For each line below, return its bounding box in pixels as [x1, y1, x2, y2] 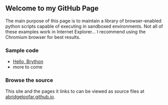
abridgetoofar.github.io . [5, 94, 55, 100]
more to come [12, 64, 43, 70]
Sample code [5, 47, 39, 54]
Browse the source [5, 77, 53, 84]
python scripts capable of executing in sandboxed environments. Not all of [5, 23, 163, 29]
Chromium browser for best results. [5, 34, 81, 40]
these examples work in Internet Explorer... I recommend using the [5, 28, 146, 35]
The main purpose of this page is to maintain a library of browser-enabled [5, 17, 162, 24]
